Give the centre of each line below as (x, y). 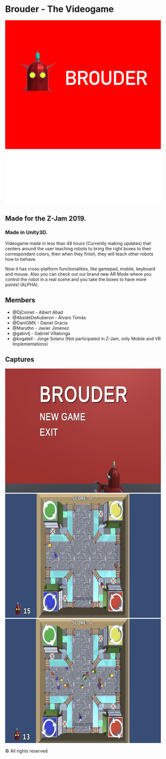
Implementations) (30, 344)
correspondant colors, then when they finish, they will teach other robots (79, 254)
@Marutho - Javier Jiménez (41, 328)
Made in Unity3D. (26, 232)
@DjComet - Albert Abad (38, 312)
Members (20, 300)
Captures (20, 359)
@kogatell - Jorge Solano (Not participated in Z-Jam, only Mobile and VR (86, 338)
